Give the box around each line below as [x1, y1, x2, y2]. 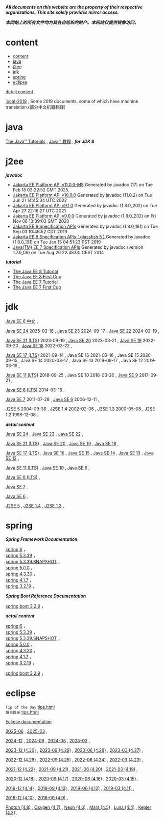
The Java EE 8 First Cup [12, 273, 62, 279]
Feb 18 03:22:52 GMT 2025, [12, 186, 70, 193]
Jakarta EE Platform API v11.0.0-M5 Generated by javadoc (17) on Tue [12, 182, 153, 187]
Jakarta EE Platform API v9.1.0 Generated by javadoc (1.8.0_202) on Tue [12, 202, 157, 208]
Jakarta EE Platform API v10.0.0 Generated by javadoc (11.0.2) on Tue [12, 192, 152, 198]
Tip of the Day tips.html [5, 704, 55, 710]
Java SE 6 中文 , [5, 318, 38, 324]
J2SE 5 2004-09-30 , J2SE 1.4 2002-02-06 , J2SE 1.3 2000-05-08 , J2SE [5, 406, 156, 412]
